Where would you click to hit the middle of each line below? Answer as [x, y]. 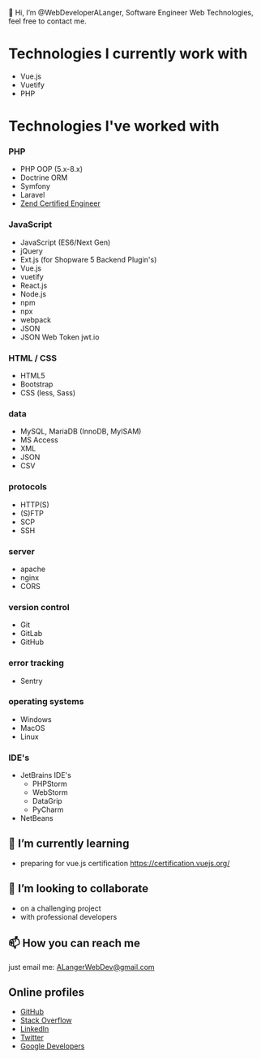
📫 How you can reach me [74, 944]
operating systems [46, 702]
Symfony [35, 186]
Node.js [33, 294]
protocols [28, 487]
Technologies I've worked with [114, 126]
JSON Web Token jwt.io [60, 337]
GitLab [31, 634]
